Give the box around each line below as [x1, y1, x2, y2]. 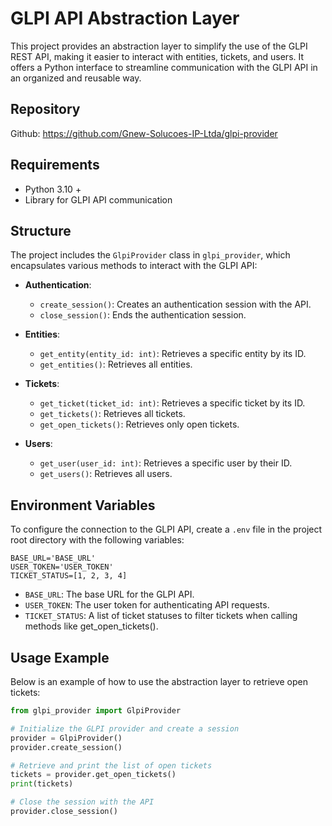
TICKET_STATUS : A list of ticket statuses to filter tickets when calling [24, 610, 298, 622]
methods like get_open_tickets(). [24, 620, 159, 632]
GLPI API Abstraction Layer [10, 7, 240, 30]
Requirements [10, 157, 100, 174]
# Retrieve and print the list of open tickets [10, 760, 213, 771]
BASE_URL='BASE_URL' [10, 553, 97, 564]
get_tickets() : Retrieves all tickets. [39, 408, 186, 420]
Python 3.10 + [24, 183, 82, 195]
